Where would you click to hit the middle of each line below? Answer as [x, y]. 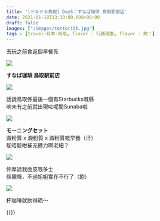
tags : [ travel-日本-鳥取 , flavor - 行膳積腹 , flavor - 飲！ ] [81, 34]
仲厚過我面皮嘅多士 [30, 169]
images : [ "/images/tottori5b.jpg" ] [50, 28]
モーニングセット [27, 130]
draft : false [22, 23]
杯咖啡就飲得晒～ [27, 201]
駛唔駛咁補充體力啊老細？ [38, 145]
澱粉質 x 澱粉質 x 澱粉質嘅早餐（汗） [51, 138]
